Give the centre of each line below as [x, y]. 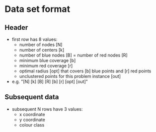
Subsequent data [32, 97]
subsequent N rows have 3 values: [47, 109]
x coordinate [32, 114]
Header [16, 28]
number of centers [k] [42, 50]
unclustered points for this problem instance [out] [70, 76]
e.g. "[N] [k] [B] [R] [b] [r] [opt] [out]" [50, 81]
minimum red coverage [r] [46, 66]
